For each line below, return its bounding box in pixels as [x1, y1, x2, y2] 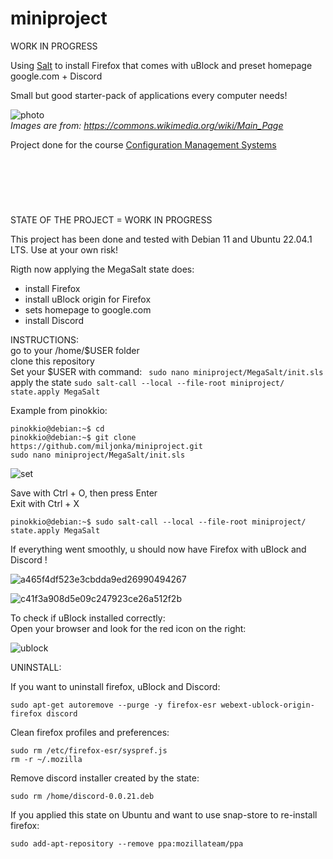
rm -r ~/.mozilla [10, 754, 83, 764]
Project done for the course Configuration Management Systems [10, 138, 277, 151]
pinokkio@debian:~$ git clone [10, 432, 137, 442]
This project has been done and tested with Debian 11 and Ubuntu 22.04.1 [10, 233, 313, 245]
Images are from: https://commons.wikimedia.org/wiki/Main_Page [10, 119, 284, 131]
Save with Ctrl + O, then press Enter [10, 487, 158, 499]
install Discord [24, 314, 84, 326]
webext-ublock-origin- [220, 700, 315, 710]
